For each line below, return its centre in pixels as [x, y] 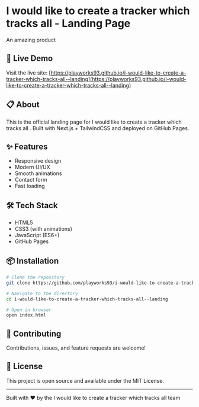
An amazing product [31, 40]
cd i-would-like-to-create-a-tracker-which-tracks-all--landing [87, 299]
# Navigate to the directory [42, 293]
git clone [18, 283]
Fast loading [30, 186]
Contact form [31, 180]
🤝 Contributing [34, 333]
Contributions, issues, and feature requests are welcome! [76, 348]
